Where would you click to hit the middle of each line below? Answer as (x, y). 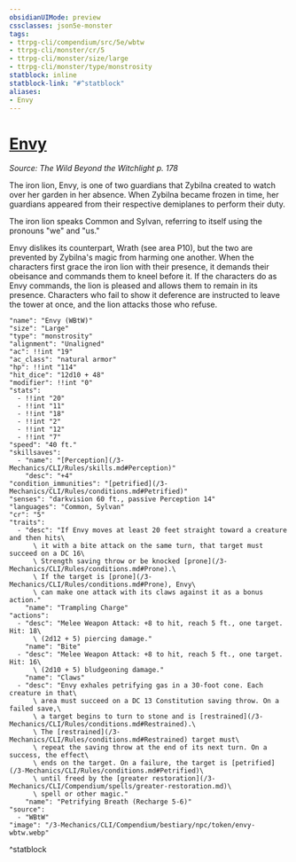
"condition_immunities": (55, 484)
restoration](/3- (184, 779)
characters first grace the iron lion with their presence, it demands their (140, 267)
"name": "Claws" (55, 678)
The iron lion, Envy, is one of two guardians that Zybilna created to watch (143, 185)
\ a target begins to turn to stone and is (114, 717)
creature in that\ (43, 694)
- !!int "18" (41, 414)
